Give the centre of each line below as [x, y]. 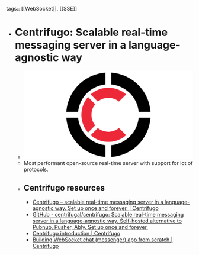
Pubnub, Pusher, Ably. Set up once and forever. [90, 227]
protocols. [36, 169]
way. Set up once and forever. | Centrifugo [107, 208]
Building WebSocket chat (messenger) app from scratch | [102, 240]
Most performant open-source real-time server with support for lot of [108, 163]
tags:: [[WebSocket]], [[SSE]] [41, 9]
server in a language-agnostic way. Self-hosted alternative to [107, 221]
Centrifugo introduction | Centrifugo [76, 234]
